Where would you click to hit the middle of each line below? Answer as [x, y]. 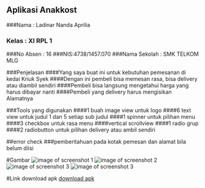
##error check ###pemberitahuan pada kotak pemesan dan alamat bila [96, 142]
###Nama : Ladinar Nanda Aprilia [48, 24]
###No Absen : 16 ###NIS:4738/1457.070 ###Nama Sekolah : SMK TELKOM [102, 54]
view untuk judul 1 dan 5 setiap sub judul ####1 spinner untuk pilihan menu [101, 117]
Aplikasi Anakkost [42, 10]
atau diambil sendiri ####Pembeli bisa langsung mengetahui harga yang [98, 86]
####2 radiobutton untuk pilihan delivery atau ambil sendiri [81, 130]
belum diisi [20, 148]
